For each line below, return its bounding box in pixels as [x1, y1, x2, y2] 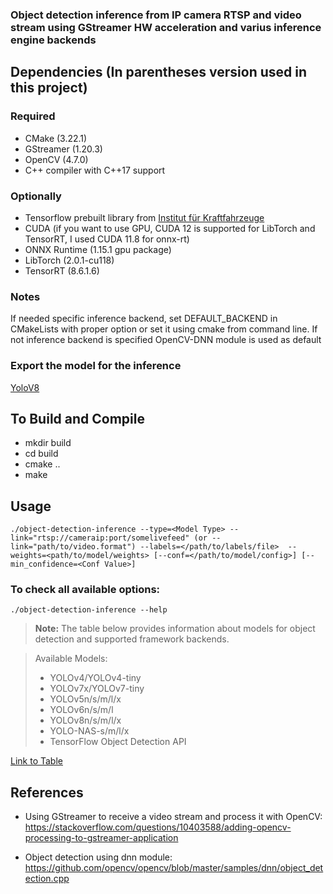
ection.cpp [24, 873, 70, 885]
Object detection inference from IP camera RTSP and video [10, 8, 302, 22]
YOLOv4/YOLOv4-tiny [49, 672, 142, 684]
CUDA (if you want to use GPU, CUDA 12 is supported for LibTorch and [24, 222, 316, 234]
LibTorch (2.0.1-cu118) [24, 254, 115, 266]
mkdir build [24, 437, 72, 449]
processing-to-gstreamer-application [24, 832, 179, 844]
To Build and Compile [10, 410, 145, 427]
